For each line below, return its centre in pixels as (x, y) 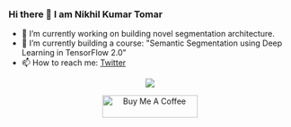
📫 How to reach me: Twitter (74, 63)
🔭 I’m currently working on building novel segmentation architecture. (148, 34)
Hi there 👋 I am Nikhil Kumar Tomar (86, 14)
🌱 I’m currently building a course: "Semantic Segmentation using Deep (152, 43)
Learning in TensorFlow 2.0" (74, 53)
